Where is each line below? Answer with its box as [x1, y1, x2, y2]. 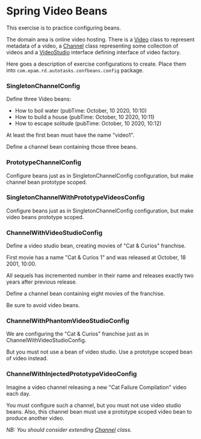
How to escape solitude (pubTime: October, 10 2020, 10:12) [14, 120, 162, 127]
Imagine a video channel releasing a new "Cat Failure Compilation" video [6, 384, 187, 391]
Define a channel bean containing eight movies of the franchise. [6, 290, 165, 297]
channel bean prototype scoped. [6, 178, 87, 185]
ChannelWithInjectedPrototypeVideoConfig [6, 370, 137, 378]
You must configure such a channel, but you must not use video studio [6, 402, 182, 409]
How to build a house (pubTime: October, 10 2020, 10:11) [14, 113, 155, 121]
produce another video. [6, 414, 65, 422]
